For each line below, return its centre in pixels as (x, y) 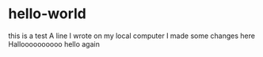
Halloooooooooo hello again (54, 44)
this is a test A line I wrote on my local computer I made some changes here (132, 36)
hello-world (48, 14)
